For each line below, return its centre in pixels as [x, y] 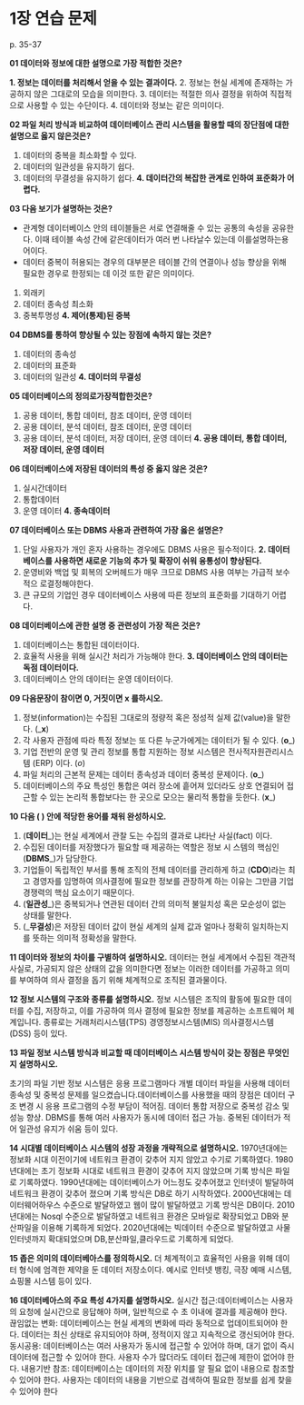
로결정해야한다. [66, 583]
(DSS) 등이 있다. [39, 1033]
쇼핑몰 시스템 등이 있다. [51, 1280]
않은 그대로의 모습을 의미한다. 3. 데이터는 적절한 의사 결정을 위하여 [151, 94]
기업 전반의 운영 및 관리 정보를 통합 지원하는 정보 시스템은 [124, 752]
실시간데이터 [45, 488]
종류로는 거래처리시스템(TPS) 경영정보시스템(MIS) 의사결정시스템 [159, 1021]
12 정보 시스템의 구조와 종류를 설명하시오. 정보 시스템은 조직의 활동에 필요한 [142, 999]
